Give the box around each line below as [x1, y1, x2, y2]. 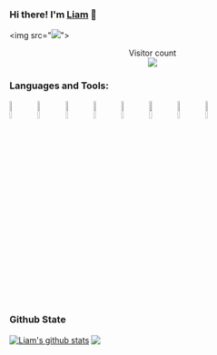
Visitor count [128, 47, 177, 58]
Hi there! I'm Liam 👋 [9, 8, 97, 21]
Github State [9, 313, 66, 326]
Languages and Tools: [9, 79, 109, 92]
